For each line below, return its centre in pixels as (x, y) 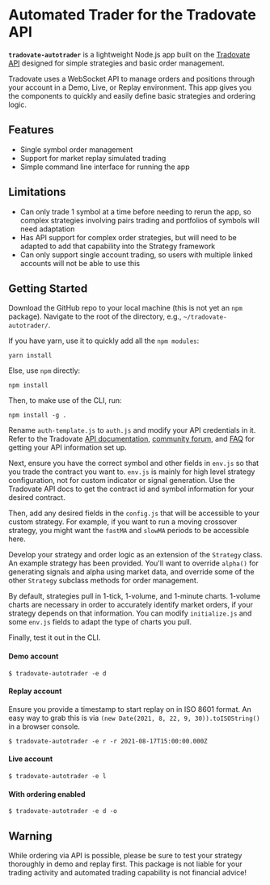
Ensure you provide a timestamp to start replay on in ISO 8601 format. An (130, 709)
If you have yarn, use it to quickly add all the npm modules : (104, 341)
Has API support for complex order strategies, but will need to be (128, 237)
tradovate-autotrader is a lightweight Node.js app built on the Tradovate (129, 54)
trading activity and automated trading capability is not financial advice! (127, 872)
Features (31, 130)
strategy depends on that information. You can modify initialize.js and (130, 613)
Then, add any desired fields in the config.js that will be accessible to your (134, 513)
